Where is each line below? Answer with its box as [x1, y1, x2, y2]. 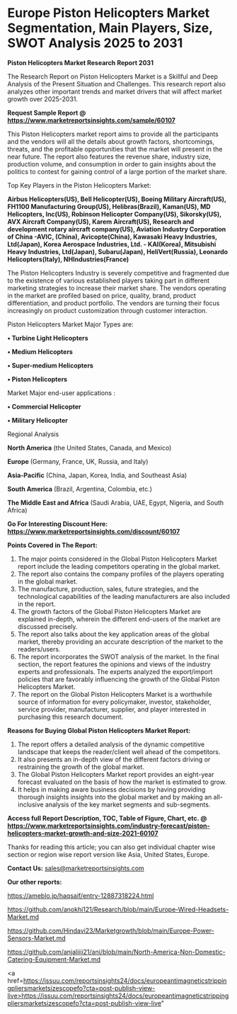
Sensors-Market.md [7, 933, 66, 942]
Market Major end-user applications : [7, 388, 115, 397]
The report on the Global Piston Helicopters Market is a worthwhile [17, 690, 212, 698]
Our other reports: [7, 877, 62, 886]
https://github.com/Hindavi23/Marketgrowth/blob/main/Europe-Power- [7, 926, 214, 935]
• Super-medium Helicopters [7, 361, 94, 370]
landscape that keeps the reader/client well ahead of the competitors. [17, 747, 221, 756]
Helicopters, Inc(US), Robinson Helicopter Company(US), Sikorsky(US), [7, 210, 221, 218]
